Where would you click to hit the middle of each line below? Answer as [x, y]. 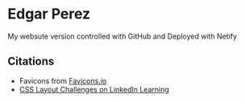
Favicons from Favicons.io [63, 80]
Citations [31, 61]
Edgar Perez [49, 14]
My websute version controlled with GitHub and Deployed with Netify [122, 36]
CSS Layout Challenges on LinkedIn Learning [94, 89]
